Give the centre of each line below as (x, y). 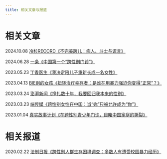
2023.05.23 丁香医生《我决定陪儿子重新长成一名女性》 (61, 72)
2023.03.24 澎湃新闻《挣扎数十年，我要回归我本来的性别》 (66, 93)
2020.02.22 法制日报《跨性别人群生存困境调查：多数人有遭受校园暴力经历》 (83, 151)
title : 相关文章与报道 (26, 10)
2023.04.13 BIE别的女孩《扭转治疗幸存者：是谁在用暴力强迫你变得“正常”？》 (83, 82)
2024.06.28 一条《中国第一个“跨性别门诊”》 (50, 61)
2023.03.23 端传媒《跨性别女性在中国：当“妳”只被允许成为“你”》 (72, 104)
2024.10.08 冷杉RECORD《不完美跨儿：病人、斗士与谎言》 (65, 51)
